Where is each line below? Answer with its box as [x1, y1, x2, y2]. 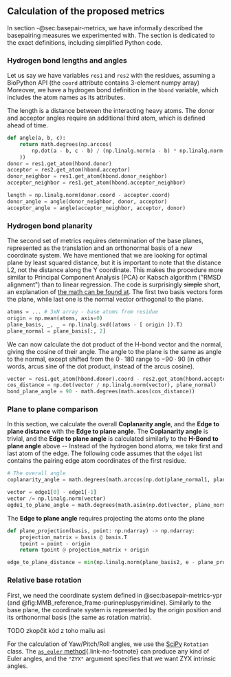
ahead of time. [7, 121, 48, 129]
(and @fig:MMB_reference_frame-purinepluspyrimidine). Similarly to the [7, 598, 212, 607]
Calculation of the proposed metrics [7, 6, 165, 17]
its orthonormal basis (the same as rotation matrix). [7, 613, 153, 621]
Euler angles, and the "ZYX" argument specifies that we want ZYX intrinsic [7, 654, 217, 663]
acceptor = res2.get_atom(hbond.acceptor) [7, 167, 131, 174]
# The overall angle [7, 470, 67, 477]
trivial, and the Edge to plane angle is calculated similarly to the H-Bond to [7, 435, 219, 443]
